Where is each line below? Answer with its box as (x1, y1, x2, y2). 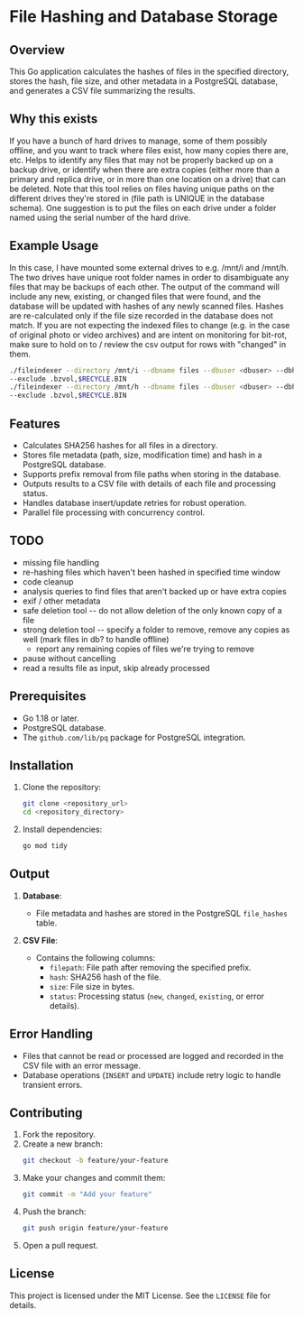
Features (9, 416, 60, 431)
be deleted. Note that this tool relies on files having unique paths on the (9, 183, 275, 194)
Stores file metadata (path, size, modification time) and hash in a (22, 449, 262, 460)
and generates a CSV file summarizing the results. (9, 86, 196, 96)
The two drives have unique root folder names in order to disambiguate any (9, 272, 289, 282)
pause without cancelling (22, 652, 116, 664)
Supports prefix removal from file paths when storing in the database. (22, 468, 281, 479)
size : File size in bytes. (49, 981, 135, 991)
